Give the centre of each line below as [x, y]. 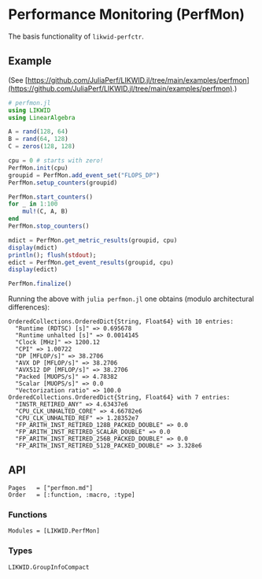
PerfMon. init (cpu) [38, 168]
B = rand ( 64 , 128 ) [38, 139]
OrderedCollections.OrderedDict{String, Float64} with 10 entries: [121, 322]
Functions [28, 514]
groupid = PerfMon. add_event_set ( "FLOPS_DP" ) [84, 175]
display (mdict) [33, 247]
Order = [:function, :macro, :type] [72, 495]
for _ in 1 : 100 [33, 204]
